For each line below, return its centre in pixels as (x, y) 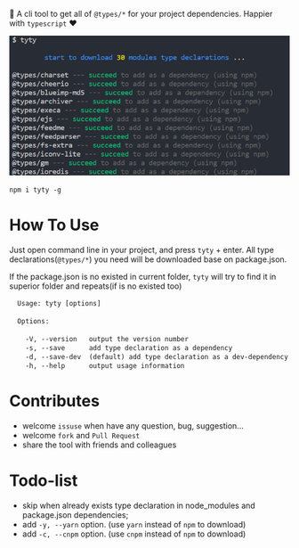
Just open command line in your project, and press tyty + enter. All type (141, 249)
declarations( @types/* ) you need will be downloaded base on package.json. (148, 259)
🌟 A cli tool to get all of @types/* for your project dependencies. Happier (141, 14)
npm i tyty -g (36, 190)
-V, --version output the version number (107, 339)
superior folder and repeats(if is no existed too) (96, 286)
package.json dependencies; (75, 515)
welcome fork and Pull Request (81, 435)
